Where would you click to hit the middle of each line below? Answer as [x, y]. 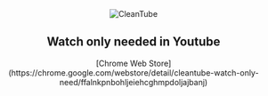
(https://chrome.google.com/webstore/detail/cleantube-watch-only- [134, 72]
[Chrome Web [121, 63]
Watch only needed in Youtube [134, 42]
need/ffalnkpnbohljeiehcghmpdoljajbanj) [134, 82]
